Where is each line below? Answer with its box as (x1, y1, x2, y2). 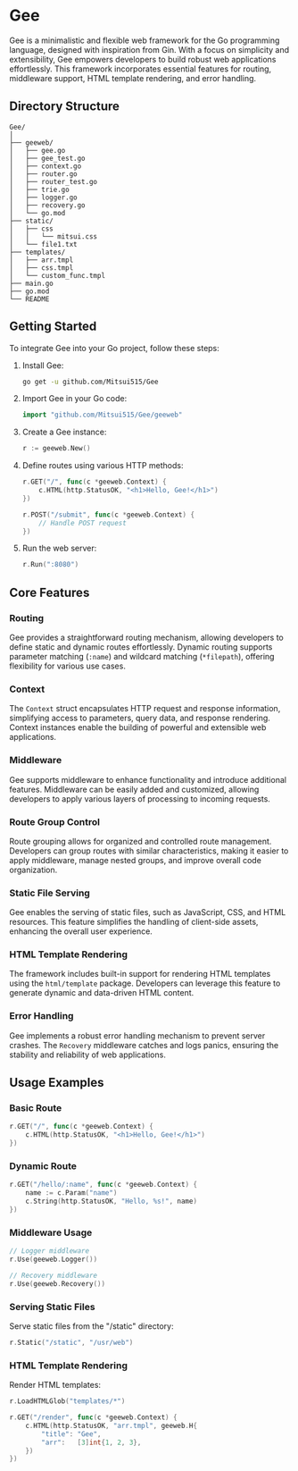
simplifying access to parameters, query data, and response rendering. (9, 712, 270, 724)
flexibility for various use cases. (9, 660, 127, 671)
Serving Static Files (9, 1300, 95, 1313)
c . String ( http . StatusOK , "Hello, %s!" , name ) (25, 1197, 198, 1206)
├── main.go (9, 279, 54, 288)
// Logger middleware (9, 1247, 90, 1256)
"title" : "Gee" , (41, 1429, 102, 1439)
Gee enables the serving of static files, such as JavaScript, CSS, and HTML (9, 907, 286, 918)
